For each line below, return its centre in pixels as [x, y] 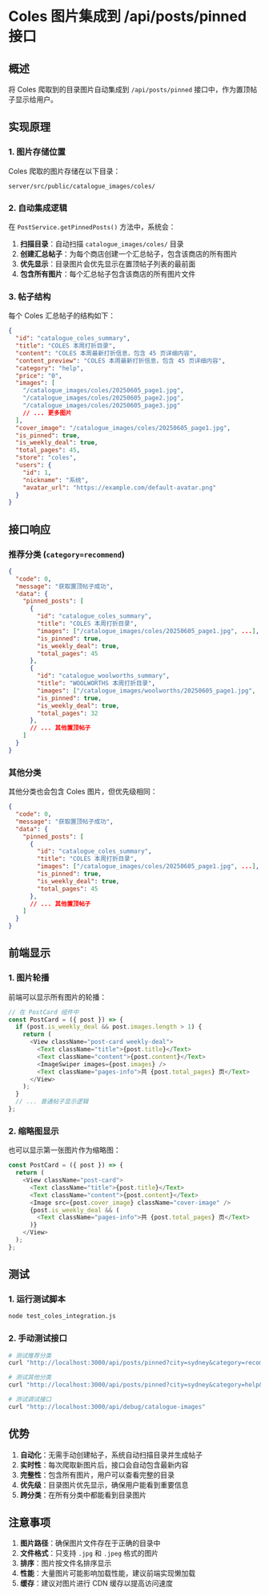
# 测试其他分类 [30, 1378]
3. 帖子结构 [30, 296]
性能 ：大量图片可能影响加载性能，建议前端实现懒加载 [108, 1573]
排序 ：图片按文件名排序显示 [66, 1563]
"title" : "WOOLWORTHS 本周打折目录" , [96, 684]
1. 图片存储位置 [37, 152]
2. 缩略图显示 [34, 1130]
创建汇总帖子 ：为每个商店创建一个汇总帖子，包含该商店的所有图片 [128, 254]
